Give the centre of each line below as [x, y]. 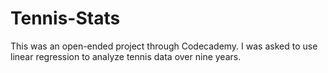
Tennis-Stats [65, 18]
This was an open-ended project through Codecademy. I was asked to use [164, 46]
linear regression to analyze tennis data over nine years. [126, 56]
